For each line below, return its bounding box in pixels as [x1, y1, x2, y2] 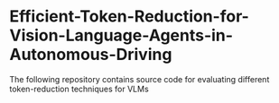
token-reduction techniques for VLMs [9, 83, 149, 94]
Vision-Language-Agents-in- [9, 25, 233, 46]
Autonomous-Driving [9, 45, 172, 64]
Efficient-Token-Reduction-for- [9, 6, 250, 27]
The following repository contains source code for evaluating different [9, 73, 270, 84]
